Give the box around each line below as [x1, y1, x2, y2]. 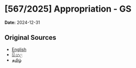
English [11, 46, 27, 52]
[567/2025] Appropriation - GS [4, 3, 132, 15]
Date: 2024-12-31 [4, 19, 40, 25]
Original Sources [4, 34, 56, 42]
